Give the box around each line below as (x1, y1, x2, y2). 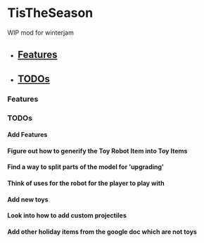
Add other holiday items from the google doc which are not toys (7, 227, 197, 236)
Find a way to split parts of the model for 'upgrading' (7, 162, 164, 171)
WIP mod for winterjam (7, 28, 74, 37)
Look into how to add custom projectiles (7, 211, 127, 220)
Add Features (7, 131, 48, 139)
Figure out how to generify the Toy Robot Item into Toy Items (7, 146, 188, 155)
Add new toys (7, 195, 49, 203)
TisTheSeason (7, 5, 94, 21)
